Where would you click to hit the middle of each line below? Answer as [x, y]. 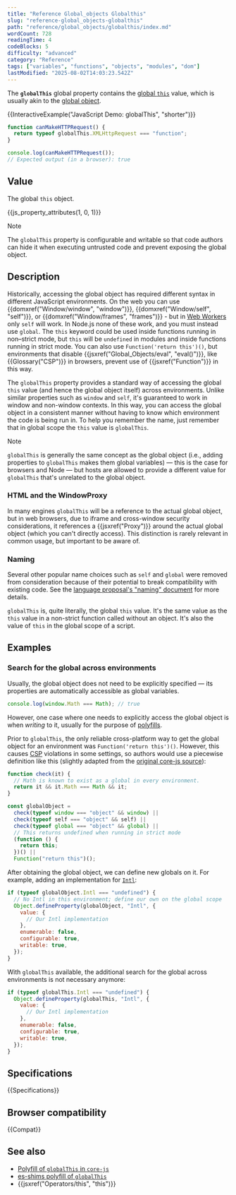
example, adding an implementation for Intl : [72, 880]
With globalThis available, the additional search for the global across [107, 972]
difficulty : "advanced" [42, 54]
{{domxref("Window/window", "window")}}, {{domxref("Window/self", [109, 308]
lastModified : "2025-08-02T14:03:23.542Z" [70, 73]
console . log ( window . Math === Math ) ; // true [74, 704]
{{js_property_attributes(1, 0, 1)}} [54, 212]
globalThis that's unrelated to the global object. [76, 477]
